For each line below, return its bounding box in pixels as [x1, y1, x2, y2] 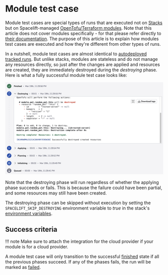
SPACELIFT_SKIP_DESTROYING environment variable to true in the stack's [5, 205, 150, 211]
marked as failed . [5, 264, 41, 270]
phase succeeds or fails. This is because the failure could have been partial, [5, 185, 162, 191]
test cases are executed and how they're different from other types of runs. [5, 41, 161, 47]
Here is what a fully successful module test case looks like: [5, 72, 127, 78]
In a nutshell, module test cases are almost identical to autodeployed [5, 51, 147, 57]
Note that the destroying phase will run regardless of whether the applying [5, 179, 159, 186]
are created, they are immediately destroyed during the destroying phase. [5, 66, 157, 73]
